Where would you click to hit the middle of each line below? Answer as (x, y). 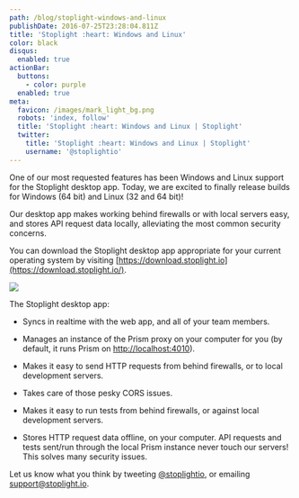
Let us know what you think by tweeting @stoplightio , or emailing (130, 474)
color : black (34, 43)
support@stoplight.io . (49, 484)
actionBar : (30, 68)
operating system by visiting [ (64, 260)
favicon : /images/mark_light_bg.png (86, 110)
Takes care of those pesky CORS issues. (97, 393)
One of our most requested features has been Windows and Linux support (147, 177)
